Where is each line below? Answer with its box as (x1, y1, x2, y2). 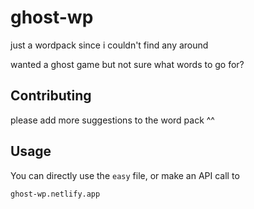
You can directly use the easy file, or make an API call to (10, 169, 240, 181)
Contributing (10, 87, 92, 105)
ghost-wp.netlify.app (10, 189, 101, 199)
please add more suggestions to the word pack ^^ (10, 114, 215, 126)
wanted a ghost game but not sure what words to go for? (10, 58, 245, 70)
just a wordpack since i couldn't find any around (10, 39, 209, 51)
